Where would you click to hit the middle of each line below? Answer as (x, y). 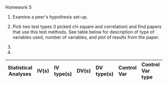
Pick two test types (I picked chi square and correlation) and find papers (87, 26)
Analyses (20, 74)
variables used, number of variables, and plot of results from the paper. (86, 37)
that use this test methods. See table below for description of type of (83, 32)
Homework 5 (18, 7)
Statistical (20, 68)
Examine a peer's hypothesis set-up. (50, 17)
